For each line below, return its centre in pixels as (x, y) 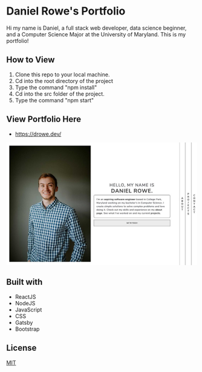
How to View (31, 60)
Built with (24, 282)
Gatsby (24, 322)
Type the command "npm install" (56, 87)
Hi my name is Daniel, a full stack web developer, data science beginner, (96, 28)
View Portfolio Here (44, 119)
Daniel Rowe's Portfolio (66, 11)
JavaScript (28, 310)
